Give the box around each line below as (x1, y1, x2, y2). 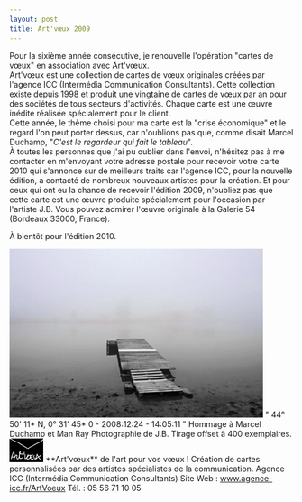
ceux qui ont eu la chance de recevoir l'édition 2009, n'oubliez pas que (9, 184, 273, 195)
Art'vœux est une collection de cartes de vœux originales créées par (9, 69, 266, 80)
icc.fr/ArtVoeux (9, 482, 66, 493)
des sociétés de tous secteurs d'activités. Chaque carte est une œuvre (9, 98, 273, 108)
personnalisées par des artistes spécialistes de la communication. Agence (9, 463, 286, 474)
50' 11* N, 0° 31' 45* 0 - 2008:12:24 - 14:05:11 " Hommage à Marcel (9, 418, 261, 429)
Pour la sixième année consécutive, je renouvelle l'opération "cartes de (9, 50, 274, 60)
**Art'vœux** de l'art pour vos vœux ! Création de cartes (44, 453, 261, 464)
